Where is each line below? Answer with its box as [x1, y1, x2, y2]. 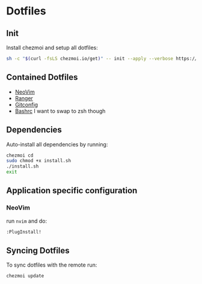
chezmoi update [6, 273, 44, 279]
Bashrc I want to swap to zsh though [14, 107, 106, 115]
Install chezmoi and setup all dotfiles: [6, 44, 98, 51]
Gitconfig [14, 101, 38, 108]
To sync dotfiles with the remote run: [6, 261, 97, 268]
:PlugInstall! [6, 229, 42, 235]
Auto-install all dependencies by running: [6, 140, 108, 148]
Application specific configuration [6, 186, 138, 196]
